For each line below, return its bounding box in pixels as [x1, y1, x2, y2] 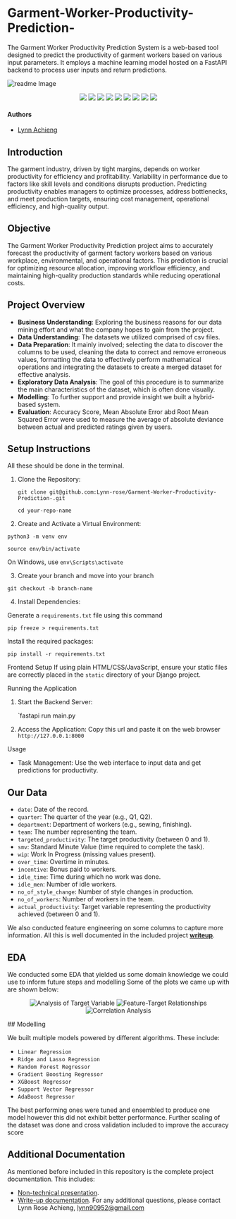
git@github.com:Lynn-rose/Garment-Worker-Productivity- [49, 489, 217, 496]
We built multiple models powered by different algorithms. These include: [7, 1034, 220, 1042]
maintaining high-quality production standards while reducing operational [7, 271, 221, 280]
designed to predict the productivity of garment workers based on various [7, 51, 223, 59]
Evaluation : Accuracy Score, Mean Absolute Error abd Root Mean [17, 407, 209, 416]
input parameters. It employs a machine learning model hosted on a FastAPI [7, 58, 228, 66]
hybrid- [192, 392, 215, 401]
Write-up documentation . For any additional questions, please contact [17, 1196, 221, 1204]
